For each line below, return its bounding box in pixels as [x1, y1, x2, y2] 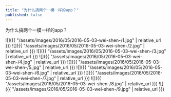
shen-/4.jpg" [5, 59, 32, 65]
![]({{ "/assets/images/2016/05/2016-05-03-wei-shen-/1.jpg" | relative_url [5, 37, 162, 43]
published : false [5, 12, 43, 17]
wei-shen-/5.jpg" [5, 64, 42, 70]
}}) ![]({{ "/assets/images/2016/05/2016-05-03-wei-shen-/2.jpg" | [5, 42, 145, 48]
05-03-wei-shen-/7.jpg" [5, 75, 56, 81]
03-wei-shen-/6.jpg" [5, 69, 50, 76]
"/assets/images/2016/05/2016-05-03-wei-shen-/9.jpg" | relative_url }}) [12, 86, 165, 92]
